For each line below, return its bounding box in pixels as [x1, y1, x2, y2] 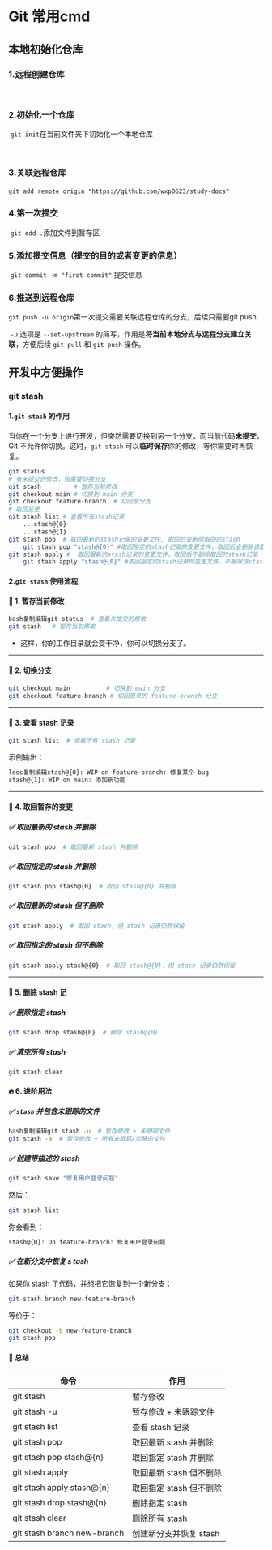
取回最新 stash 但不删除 [132, 1467, 223, 1478]
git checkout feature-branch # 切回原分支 [8, 498, 151, 506]
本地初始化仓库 [8, 42, 83, 56]
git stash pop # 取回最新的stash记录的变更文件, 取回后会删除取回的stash [8, 535, 240, 543]
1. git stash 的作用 [8, 411, 70, 422]
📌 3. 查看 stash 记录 [8, 718, 74, 728]
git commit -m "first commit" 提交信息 [10, 270, 143, 280]
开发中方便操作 [8, 366, 83, 379]
